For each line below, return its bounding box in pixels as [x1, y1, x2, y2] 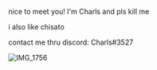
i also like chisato [8, 22, 65, 31]
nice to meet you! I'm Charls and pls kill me [8, 7, 150, 16]
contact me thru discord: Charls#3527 [8, 37, 134, 47]
